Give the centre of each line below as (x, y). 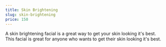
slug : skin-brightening (31, 15)
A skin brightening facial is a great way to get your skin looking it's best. (81, 34)
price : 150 (17, 19)
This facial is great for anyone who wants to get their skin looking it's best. (83, 39)
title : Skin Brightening (32, 10)
